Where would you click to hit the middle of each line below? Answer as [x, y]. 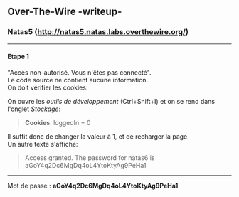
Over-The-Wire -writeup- [65, 12]
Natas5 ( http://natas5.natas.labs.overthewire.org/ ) [98, 32]
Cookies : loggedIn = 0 [58, 122]
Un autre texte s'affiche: [43, 144]
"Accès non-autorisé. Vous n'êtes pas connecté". [79, 72]
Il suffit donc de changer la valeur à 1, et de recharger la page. [99, 136]
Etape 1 [18, 57]
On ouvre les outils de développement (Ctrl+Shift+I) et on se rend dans [111, 101]
